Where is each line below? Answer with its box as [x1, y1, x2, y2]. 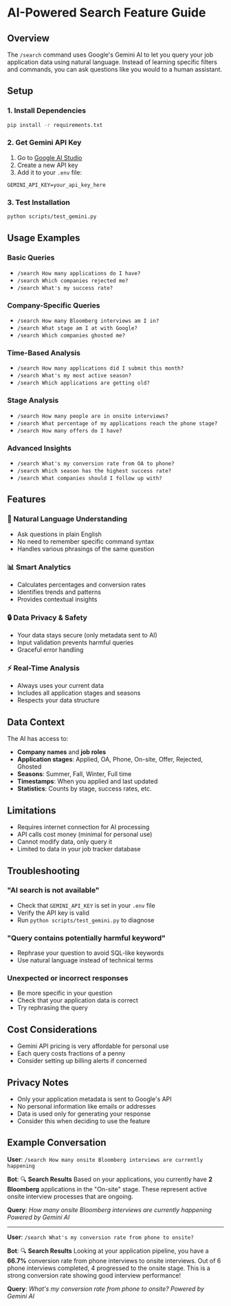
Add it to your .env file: [16, 168, 82, 177]
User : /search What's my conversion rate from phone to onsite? [7, 1233, 194, 1241]
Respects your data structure [16, 696, 100, 704]
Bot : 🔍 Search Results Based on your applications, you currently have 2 [7, 1175, 213, 1183]
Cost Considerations [7, 1023, 98, 1036]
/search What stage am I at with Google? [16, 325, 137, 332]
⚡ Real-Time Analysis [7, 664, 80, 673]
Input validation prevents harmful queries [16, 638, 134, 646]
